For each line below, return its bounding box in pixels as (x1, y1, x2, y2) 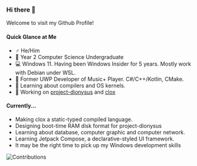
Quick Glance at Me (6, 33, 57, 40)
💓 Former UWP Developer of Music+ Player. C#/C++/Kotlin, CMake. (15, 75, 184, 83)
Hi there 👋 (6, 5, 36, 14)
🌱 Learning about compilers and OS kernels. (15, 81, 125, 89)
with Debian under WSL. (15, 69, 76, 76)
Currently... (6, 102, 36, 109)
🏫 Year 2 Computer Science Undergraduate (15, 53, 124, 60)
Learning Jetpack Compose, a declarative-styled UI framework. (15, 135, 175, 142)
